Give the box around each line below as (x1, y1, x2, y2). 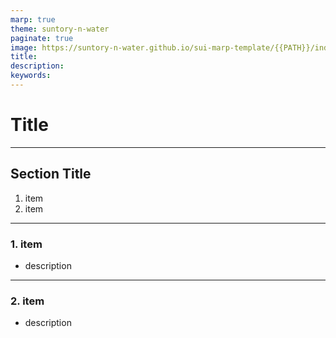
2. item (10, 294, 45, 308)
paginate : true (10, 33, 74, 43)
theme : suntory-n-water (10, 24, 110, 34)
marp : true (10, 14, 56, 25)
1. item (10, 237, 43, 251)
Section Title (10, 166, 92, 183)
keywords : (10, 71, 52, 81)
